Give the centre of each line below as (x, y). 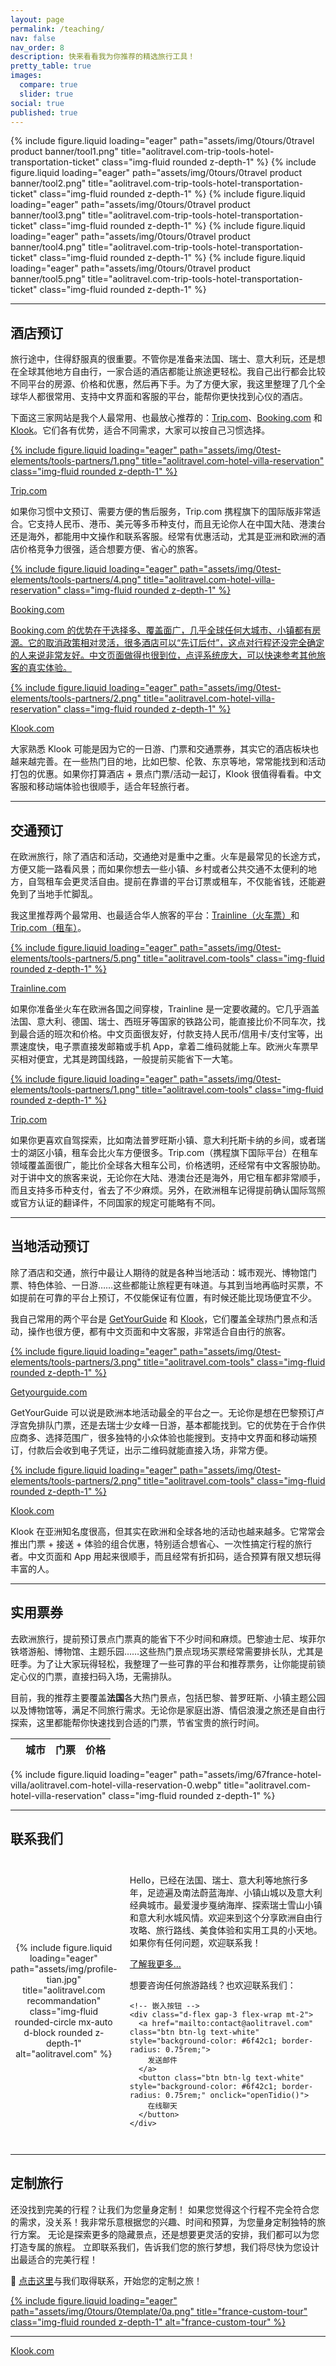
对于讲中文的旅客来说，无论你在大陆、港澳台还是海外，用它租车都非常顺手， (168, 1177)
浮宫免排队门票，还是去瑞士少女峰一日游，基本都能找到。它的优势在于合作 (163, 1425)
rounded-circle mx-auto (63, 2022)
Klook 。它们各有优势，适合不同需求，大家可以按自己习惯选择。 (140, 430)
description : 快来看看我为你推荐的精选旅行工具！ (103, 57)
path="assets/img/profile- (64, 1969)
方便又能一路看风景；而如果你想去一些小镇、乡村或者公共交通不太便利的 (159, 869)
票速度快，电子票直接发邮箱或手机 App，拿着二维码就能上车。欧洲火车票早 (164, 1046)
